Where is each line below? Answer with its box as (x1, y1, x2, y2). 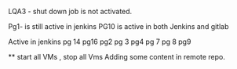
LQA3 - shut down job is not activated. (8, 7, 133, 16)
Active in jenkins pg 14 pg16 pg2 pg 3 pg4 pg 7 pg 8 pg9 (8, 37, 191, 46)
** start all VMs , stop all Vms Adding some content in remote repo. (8, 53, 226, 61)
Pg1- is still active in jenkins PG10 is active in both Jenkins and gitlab (8, 22, 229, 31)
